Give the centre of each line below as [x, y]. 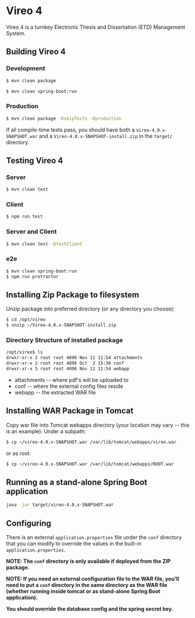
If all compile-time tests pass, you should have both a [71, 130]
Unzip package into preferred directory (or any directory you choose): [90, 309]
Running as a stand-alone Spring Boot [77, 482]
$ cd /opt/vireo [26, 320]
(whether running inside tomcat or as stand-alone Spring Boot [83, 591]
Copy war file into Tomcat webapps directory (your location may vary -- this [98, 425]
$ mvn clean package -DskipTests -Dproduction [64, 119]
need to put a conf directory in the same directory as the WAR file [87, 585]
